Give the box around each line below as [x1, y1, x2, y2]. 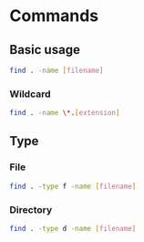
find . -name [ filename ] [9, 66, 104, 75]
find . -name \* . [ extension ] [9, 109, 120, 118]
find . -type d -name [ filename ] [9, 224, 137, 233]
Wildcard [9, 88, 52, 100]
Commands [9, 5, 99, 26]
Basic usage [9, 42, 80, 58]
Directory [9, 203, 53, 216]
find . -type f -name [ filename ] [9, 182, 137, 191]
